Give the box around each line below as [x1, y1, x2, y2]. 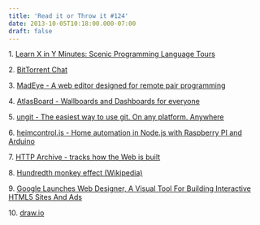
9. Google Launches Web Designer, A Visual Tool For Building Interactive [8, 184, 252, 193]
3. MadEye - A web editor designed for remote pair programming [8, 80, 226, 90]
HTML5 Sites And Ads [8, 193, 83, 202]
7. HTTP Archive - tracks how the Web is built [8, 152, 161, 162]
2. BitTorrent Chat [8, 65, 67, 75]
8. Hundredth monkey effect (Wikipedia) [8, 168, 143, 178]
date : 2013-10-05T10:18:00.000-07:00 [8, 19, 136, 28]
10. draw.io [8, 208, 45, 218]
